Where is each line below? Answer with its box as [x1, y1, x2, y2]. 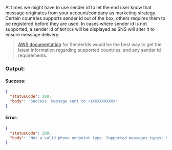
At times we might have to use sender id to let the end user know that [5, 5, 152, 10]
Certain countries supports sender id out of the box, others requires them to [5, 15, 165, 21]
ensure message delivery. [5, 32, 60, 37]
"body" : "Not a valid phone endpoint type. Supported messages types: [10, 135, 164, 140]
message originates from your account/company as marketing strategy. [5, 10, 157, 16]
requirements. [17, 52, 48, 58]
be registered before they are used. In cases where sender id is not [5, 20, 147, 27]
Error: [5, 115, 18, 121]
